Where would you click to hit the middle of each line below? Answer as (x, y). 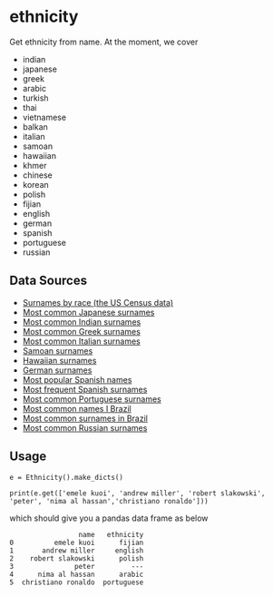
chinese (37, 175)
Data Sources (49, 281)
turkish (35, 98)
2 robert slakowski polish (77, 558)
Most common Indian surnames (82, 322)
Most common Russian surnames (85, 427)
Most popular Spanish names (77, 379)
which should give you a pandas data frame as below (109, 518)
